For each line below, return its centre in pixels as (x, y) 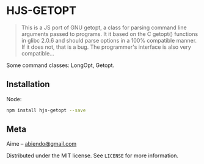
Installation (28, 84)
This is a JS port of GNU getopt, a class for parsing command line (104, 27)
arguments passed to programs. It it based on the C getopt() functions (110, 34)
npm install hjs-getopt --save (46, 110)
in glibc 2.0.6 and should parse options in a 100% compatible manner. (109, 40)
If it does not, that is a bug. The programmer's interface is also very (106, 47)
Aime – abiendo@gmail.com (42, 144)
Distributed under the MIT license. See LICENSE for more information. (93, 155)
